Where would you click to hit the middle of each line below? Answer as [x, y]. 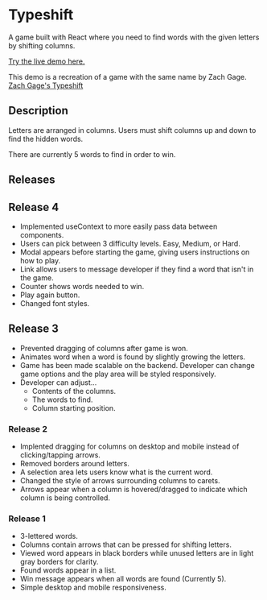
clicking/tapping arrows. [60, 455]
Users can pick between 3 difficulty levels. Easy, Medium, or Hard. [130, 243]
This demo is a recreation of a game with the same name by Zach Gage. [127, 77]
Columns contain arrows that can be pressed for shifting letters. [125, 544]
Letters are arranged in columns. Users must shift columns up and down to [132, 130]
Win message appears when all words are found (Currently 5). [123, 579]
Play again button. [50, 295]
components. [42, 234]
